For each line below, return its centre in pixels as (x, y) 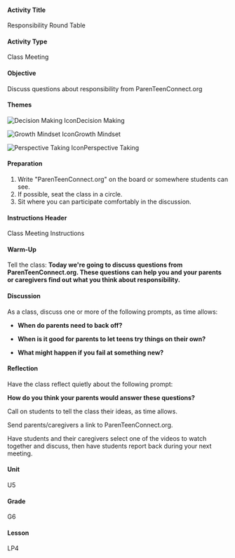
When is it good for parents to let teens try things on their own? (111, 339)
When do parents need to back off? (70, 325)
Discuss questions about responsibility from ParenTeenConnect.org (105, 88)
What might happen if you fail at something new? (90, 352)
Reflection (23, 368)
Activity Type (27, 41)
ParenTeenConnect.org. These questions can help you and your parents (115, 272)
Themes (20, 105)
